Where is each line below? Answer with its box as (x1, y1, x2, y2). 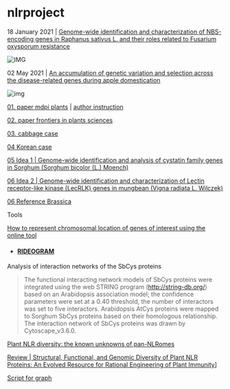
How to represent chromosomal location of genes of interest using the (7, 223, 206, 232)
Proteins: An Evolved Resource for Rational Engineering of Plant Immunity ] (7, 361, 218, 369)
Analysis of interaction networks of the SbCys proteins (7, 263, 162, 271)
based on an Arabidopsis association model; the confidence (23, 290, 194, 298)
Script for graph (7, 374, 52, 382)
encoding (7, 34, 34, 43)
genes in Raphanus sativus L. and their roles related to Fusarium (35, 34, 217, 43)
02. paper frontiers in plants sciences (7, 115, 113, 124)
